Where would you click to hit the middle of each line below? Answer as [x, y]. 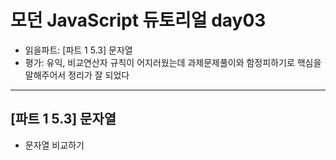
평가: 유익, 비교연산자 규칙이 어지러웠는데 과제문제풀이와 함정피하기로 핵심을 [173, 62]
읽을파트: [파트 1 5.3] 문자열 [78, 50]
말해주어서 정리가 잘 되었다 [77, 75]
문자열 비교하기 [54, 145]
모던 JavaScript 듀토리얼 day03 [138, 20]
